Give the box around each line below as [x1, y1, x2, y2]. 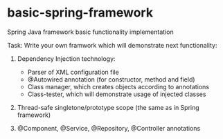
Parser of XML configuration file [27, 68, 119, 76]
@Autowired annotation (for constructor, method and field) [27, 75, 195, 84]
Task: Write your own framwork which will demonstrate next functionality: [7, 41, 217, 49]
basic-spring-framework [7, 5, 154, 21]
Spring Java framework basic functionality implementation [7, 28, 175, 36]
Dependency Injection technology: [17, 54, 116, 63]
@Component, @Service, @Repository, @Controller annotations [17, 124, 201, 132]
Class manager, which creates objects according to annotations [27, 82, 210, 91]
